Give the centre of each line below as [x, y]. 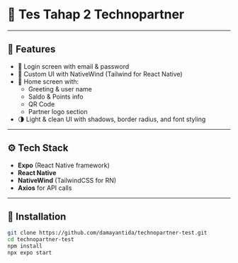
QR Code [41, 104]
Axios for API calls [45, 188]
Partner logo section [58, 111]
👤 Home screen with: [48, 82]
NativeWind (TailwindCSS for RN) [67, 180]
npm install [25, 246]
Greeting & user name [60, 89]
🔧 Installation [37, 217]
